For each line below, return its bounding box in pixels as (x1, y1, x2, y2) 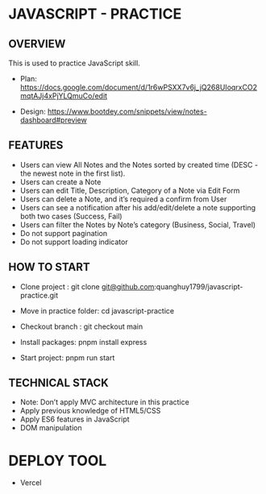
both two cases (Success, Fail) (19, 211, 123, 221)
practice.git (19, 290, 59, 300)
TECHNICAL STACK (8, 376, 109, 390)
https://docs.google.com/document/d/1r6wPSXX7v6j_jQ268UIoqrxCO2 (19, 82, 258, 92)
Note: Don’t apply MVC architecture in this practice (19, 397, 189, 407)
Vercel (19, 478, 42, 488)
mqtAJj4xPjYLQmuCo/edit (19, 91, 107, 101)
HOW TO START (8, 260, 90, 274)
